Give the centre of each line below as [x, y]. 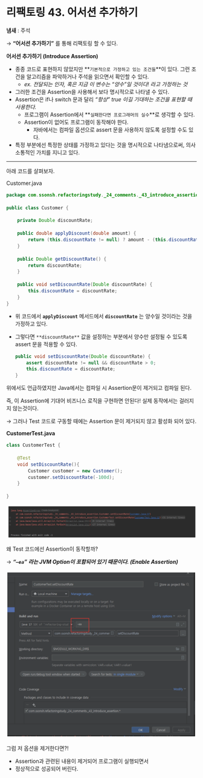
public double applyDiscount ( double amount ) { [77, 233]
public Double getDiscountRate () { [62, 259]
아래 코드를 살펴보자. [31, 171]
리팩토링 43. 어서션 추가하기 [72, 12]
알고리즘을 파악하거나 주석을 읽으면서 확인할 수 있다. [88, 76]
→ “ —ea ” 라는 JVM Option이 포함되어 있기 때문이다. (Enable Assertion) [92, 562]
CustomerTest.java [31, 434]
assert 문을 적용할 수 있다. [46, 344]
